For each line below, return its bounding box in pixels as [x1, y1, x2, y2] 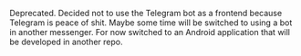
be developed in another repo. [9, 36, 123, 47]
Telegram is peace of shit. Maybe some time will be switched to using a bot [9, 17, 293, 28]
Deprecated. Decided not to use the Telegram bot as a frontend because [9, 8, 283, 18]
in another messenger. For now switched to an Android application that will [9, 27, 290, 37]
